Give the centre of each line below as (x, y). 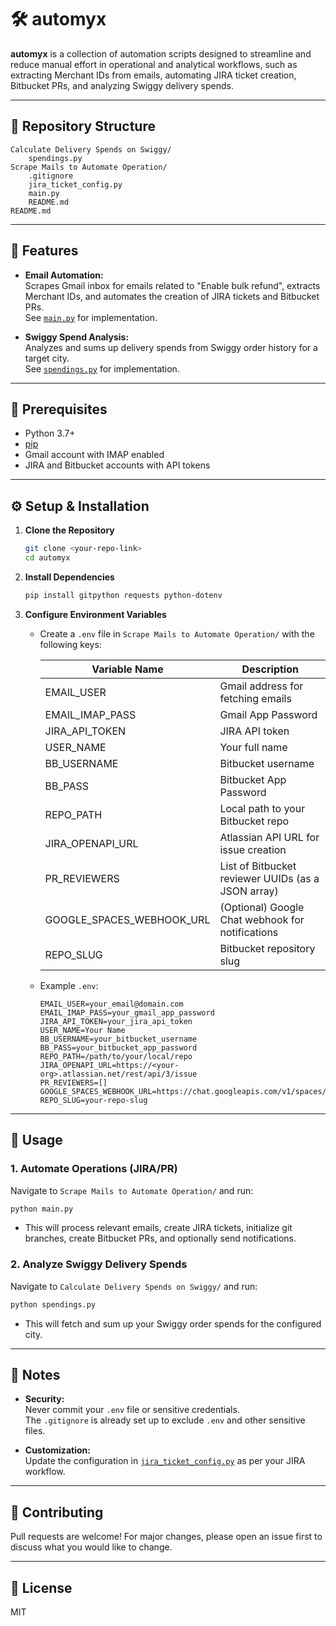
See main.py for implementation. (91, 317)
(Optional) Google (262, 907)
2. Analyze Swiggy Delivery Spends (99, 1264)
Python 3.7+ (50, 433)
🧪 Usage (36, 1140)
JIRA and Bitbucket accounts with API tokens (117, 465)
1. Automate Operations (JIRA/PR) (94, 1169)
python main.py (42, 1209)
